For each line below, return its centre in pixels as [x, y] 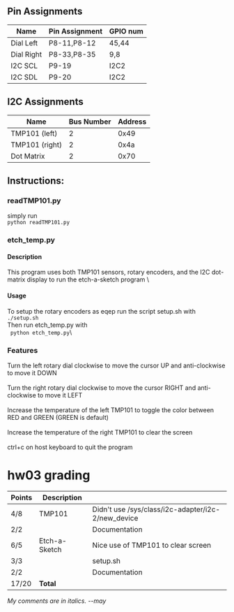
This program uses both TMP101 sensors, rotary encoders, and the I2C [109, 272]
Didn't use [109, 509]
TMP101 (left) [34, 133]
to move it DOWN [32, 372]
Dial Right [26, 54]
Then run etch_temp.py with [47, 325]
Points [22, 497]
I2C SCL [24, 66]
